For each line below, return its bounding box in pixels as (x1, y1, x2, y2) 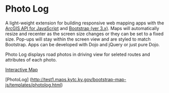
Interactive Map (5, 67, 38, 73)
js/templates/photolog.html (5, 82, 62, 88)
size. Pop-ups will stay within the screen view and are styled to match (5, 36, 151, 42)
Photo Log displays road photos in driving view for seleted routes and (5, 51, 150, 57)
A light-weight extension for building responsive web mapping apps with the (5, 20, 164, 26)
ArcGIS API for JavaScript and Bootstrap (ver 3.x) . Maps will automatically (5, 25, 159, 31)
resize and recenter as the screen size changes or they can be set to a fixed (5, 30, 164, 37)
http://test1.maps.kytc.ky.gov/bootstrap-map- (31, 76, 126, 82)
